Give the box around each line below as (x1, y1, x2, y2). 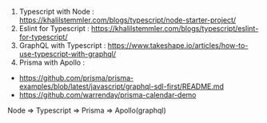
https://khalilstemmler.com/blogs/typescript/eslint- (90, 24, 259, 33)
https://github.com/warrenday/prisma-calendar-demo (18, 90, 197, 99)
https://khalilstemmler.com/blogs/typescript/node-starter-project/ (18, 15, 237, 25)
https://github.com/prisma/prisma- (18, 73, 133, 82)
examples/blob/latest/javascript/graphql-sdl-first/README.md (18, 81, 225, 91)
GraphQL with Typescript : (18, 41, 106, 50)
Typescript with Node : (18, 7, 95, 16)
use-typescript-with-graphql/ (18, 50, 117, 58)
